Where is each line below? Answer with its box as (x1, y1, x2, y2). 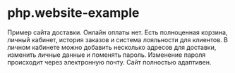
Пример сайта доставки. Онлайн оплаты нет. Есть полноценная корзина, (7, 28, 228, 36)
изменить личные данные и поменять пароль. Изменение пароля (7, 51, 206, 59)
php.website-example (7, 5, 140, 21)
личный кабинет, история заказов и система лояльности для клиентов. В (7, 35, 228, 44)
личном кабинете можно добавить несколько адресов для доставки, (7, 43, 217, 51)
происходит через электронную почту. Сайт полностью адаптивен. (7, 58, 212, 66)
